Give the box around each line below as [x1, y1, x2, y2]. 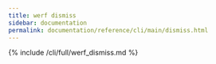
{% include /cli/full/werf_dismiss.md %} [8, 48, 139, 58]
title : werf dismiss [8, 11, 77, 20]
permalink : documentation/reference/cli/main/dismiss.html [8, 26, 209, 34]
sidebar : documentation [8, 19, 88, 27]
